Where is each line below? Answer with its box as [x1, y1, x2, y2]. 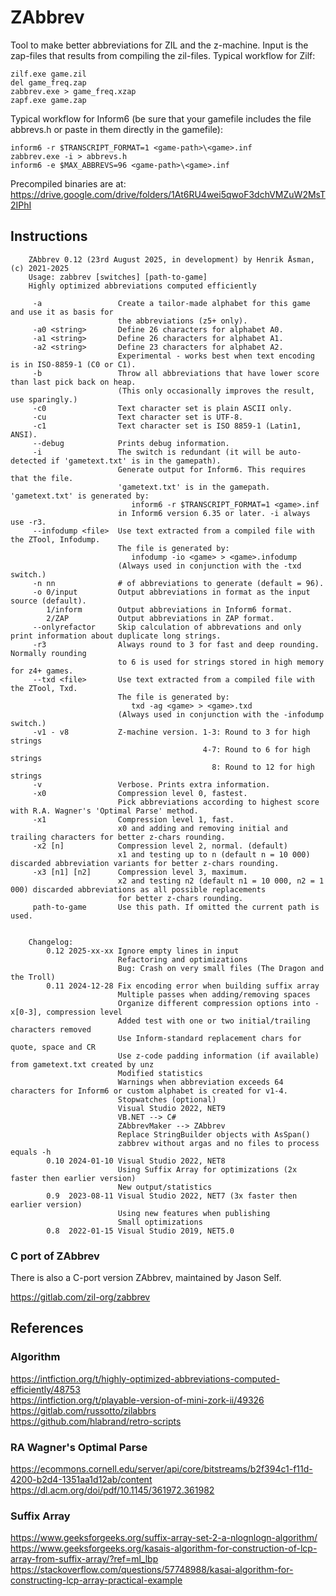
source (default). [10, 596, 87, 606]
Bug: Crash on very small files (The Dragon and [117, 963, 325, 973]
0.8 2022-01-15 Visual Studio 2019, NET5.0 [46, 1226, 235, 1236]
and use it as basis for [10, 307, 114, 317]
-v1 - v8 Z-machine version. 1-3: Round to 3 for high [32, 727, 311, 737]
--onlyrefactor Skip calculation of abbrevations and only [32, 622, 302, 632]
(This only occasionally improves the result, [117, 386, 315, 396]
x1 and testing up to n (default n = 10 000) [117, 849, 311, 860]
